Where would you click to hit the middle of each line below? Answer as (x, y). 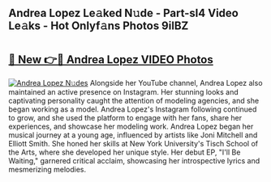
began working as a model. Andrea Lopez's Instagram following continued (133, 109)
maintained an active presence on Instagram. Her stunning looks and (124, 92)
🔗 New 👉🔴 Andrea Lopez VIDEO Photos (111, 59)
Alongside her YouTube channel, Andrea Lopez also (176, 83)
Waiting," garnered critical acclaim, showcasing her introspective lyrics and (134, 161)
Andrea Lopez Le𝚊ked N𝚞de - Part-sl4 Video (124, 13)
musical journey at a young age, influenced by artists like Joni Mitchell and (133, 135)
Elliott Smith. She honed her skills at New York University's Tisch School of (133, 144)
